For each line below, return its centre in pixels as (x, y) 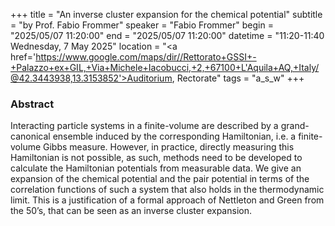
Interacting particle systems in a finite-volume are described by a (144, 126)
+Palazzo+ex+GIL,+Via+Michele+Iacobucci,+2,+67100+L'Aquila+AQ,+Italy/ (165, 67)
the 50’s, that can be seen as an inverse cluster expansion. (131, 211)
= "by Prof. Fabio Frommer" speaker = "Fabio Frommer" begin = (142, 25)
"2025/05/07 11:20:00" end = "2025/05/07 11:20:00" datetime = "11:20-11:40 (167, 35)
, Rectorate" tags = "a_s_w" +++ (238, 78)
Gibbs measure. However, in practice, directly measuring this (169, 147)
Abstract (32, 104)
